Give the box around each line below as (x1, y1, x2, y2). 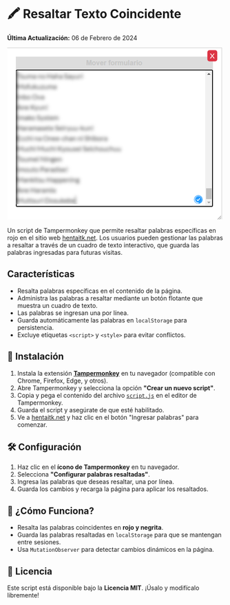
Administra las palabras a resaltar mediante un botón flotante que (17, 294, 203, 302)
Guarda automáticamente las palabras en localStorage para (17, 316, 187, 324)
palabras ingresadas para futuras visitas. (7, 248, 123, 256)
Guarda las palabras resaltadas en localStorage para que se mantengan (17, 530, 222, 539)
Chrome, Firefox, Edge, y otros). (17, 376, 108, 385)
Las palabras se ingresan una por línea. (17, 309, 129, 317)
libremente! (7, 591, 39, 599)
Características (7, 268, 75, 280)
